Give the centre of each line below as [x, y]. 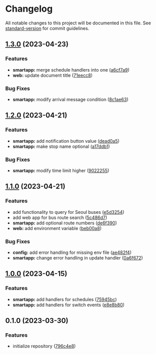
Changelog [29, 9]
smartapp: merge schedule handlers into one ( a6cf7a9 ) [71, 70]
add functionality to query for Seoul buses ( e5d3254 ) [68, 212]
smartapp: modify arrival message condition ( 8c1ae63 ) [70, 99]
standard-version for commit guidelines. [47, 28]
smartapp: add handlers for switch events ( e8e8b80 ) [68, 305]
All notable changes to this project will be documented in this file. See [78, 23]
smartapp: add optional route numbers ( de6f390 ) [65, 223]
